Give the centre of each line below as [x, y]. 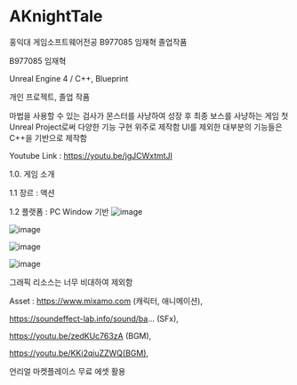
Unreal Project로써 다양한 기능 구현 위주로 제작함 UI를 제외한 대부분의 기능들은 [146, 127]
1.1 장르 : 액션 [32, 192]
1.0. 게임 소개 [32, 174]
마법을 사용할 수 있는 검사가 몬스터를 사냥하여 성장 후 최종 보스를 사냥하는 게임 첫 [149, 115]
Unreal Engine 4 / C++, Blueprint [69, 78]
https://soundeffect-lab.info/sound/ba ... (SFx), [94, 318]
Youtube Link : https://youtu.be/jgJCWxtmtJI [91, 155]
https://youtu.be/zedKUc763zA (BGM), [80, 335]
